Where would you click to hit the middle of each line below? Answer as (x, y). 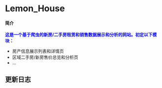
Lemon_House (35, 9)
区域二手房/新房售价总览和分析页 (45, 57)
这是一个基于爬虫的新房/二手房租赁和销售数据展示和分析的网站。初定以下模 (81, 35)
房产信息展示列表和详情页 (38, 51)
